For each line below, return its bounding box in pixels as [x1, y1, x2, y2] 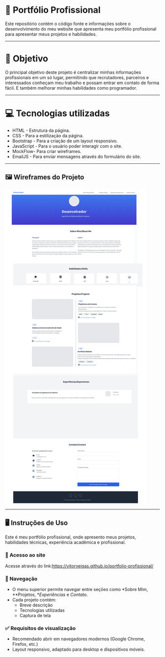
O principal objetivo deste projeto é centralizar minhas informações [5, 69, 141, 75]
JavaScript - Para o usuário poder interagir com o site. [12, 143, 123, 149]
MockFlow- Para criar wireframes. [12, 148, 82, 154]
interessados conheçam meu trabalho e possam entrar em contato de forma [5, 80, 160, 86]
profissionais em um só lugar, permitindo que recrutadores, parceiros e [5, 74, 149, 80]
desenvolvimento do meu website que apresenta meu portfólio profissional [5, 26, 157, 31]
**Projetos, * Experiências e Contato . [12, 592, 88, 597]
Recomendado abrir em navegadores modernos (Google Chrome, [12, 636, 145, 642]
